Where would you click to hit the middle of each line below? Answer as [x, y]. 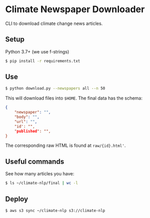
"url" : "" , [26, 121]
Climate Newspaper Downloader [75, 9]
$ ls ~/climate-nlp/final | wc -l [42, 183]
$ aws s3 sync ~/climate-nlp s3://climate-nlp [55, 210]
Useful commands [35, 161]
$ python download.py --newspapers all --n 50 [55, 88]
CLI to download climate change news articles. [54, 23]
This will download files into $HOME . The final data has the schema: [74, 98]
